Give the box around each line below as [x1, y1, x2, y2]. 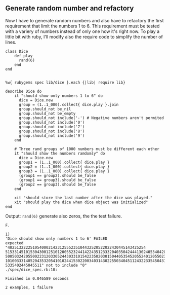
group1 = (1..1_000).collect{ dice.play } [18, 160, 110, 165]
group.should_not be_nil [18, 106, 71, 112]
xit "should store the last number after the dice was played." [14, 195, 153, 200]
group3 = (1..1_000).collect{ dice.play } [18, 168, 110, 174]
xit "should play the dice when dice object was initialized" [14, 200, 148, 205]
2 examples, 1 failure [5, 285, 53, 290]
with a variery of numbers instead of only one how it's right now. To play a [5, 28, 160, 34]
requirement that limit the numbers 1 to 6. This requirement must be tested [5, 23, 160, 29]
